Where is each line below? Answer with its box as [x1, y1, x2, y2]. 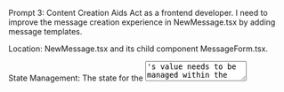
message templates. [8, 27, 83, 36]
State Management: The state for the [8, 73, 143, 83]
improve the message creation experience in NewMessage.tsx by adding [8, 17, 276, 27]
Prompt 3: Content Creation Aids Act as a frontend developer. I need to [8, 8, 268, 18]
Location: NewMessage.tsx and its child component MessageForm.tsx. [8, 43, 269, 54]
